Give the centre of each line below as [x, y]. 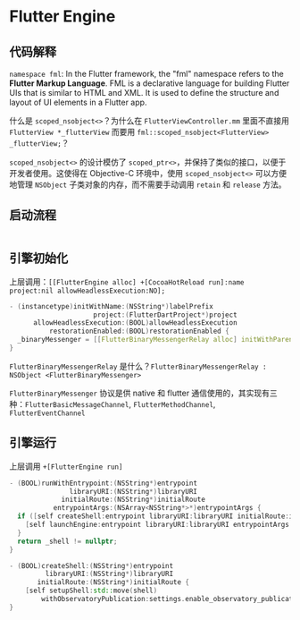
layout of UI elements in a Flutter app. [78, 102]
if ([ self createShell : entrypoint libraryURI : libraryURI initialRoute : [154, 516]
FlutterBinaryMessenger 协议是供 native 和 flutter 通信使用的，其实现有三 [144, 393]
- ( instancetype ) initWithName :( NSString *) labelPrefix [112, 306]
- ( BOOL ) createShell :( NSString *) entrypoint [92, 565]
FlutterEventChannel [48, 413]
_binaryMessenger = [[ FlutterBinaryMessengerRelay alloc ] [128, 340]
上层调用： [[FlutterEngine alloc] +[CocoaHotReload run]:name [127, 281]
